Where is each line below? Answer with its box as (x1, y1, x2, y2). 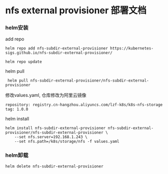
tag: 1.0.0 (5, 107, 29, 112)
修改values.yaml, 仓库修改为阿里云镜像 (5, 92, 87, 98)
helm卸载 (5, 152, 29, 159)
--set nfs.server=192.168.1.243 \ (14, 135, 88, 140)
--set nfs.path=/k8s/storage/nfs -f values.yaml (14, 139, 120, 144)
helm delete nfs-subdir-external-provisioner (5, 164, 103, 169)
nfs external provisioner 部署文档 (5, 5, 147, 16)
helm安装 (5, 24, 29, 31)
